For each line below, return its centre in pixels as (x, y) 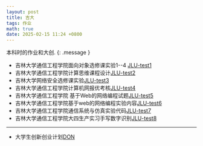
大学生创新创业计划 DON (45, 137)
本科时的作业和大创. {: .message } (48, 53)
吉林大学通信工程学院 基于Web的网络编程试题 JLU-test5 (84, 96)
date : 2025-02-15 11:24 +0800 (44, 35)
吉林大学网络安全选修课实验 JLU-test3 (62, 81)
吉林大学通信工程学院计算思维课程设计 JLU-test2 (75, 73)
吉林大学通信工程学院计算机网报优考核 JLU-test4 (75, 88)
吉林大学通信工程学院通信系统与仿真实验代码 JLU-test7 (83, 111)
